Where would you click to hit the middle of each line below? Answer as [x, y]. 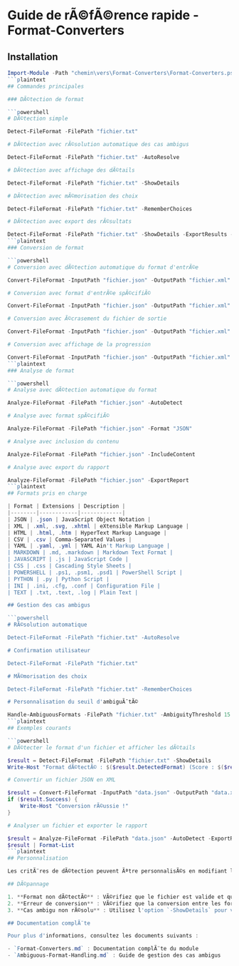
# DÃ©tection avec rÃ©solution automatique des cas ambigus [99, 145]
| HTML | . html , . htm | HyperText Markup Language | [87, 533]
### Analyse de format [41, 371]
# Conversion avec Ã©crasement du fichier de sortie [87, 319]
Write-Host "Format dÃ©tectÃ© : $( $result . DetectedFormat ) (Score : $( [116, 767]
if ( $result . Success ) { [43, 800]
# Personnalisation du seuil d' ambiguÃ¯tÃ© [73, 702]
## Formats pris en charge [47, 493]
